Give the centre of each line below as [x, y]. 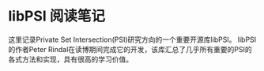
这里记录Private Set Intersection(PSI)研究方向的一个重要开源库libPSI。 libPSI [132, 39]
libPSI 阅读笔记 [57, 16]
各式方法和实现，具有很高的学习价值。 [70, 59]
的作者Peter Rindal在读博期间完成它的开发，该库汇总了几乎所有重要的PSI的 [130, 49]
